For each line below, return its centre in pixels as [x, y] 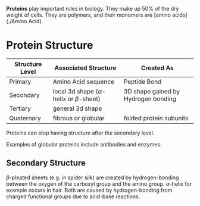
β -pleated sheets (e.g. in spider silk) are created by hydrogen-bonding [93, 177]
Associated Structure [85, 68]
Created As [157, 68]
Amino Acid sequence [84, 82]
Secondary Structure [46, 163]
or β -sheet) [84, 99]
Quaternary [25, 118]
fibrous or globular [79, 118]
